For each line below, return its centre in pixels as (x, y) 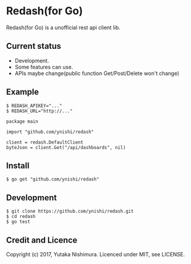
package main (22, 121)
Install (18, 165)
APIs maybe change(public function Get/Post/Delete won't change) (97, 73)
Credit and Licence (42, 240)
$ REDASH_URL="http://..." (39, 111)
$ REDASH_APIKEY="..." (34, 105)
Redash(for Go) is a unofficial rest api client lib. (63, 27)
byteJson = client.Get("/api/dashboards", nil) (66, 147)
